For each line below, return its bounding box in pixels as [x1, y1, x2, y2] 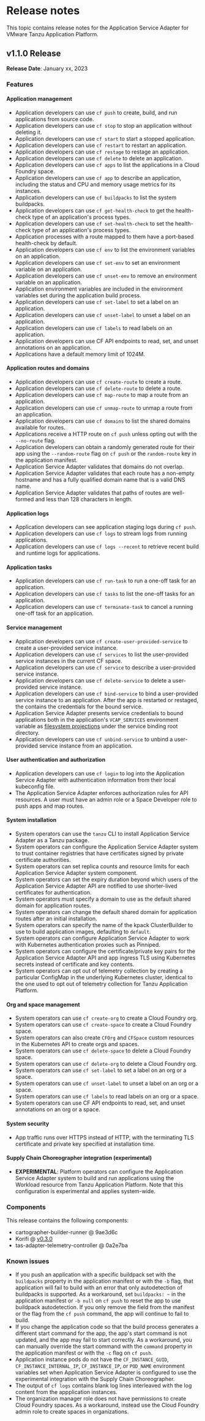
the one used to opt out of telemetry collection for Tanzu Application [15, 981, 188, 988]
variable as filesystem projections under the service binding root [15, 722, 178, 730]
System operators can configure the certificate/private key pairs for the [15, 947, 196, 955]
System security [6, 1119, 50, 1127]
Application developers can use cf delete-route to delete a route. [15, 385, 182, 392]
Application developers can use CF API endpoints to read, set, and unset [15, 337, 199, 345]
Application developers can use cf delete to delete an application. [15, 154, 184, 162]
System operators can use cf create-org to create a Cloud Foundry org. [15, 1014, 198, 1022]
